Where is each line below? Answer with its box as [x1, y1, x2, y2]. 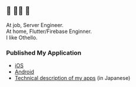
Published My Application [6, 48, 82, 56]
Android [14, 68, 34, 75]
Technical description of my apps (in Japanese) [14, 75, 131, 82]
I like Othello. [6, 34, 38, 41]
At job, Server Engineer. [6, 21, 64, 28]
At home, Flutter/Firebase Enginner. [6, 28, 92, 35]
